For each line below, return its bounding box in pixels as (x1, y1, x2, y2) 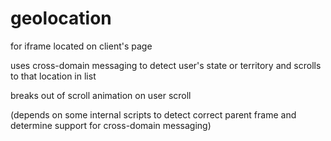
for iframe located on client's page (10, 40, 153, 52)
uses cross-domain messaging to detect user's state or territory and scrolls (10, 59, 322, 71)
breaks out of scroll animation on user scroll (10, 89, 192, 101)
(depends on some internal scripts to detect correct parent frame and (10, 108, 297, 121)
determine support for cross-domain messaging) (10, 119, 212, 131)
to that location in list (10, 70, 97, 82)
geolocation (10, 7, 112, 30)
